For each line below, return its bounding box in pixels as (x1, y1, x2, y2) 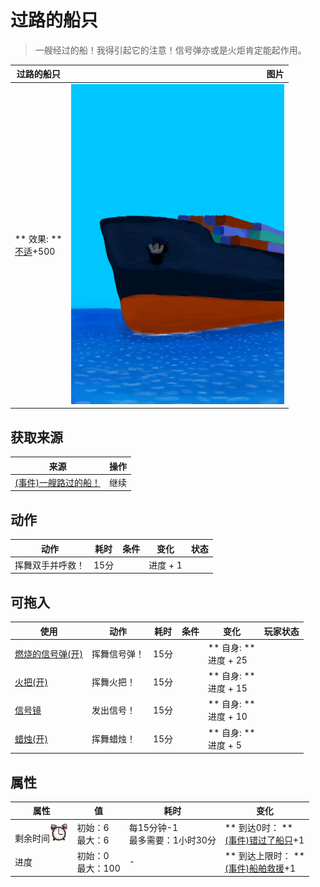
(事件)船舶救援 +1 (224, 862, 297, 874)
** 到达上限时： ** (224, 849, 305, 861)
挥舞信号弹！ (91, 647, 145, 660)
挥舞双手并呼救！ (14, 559, 85, 571)
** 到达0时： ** (224, 821, 293, 833)
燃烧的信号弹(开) (14, 647, 83, 660)
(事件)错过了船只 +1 (224, 834, 305, 846)
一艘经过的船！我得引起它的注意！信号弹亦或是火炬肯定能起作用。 (34, 44, 307, 56)
